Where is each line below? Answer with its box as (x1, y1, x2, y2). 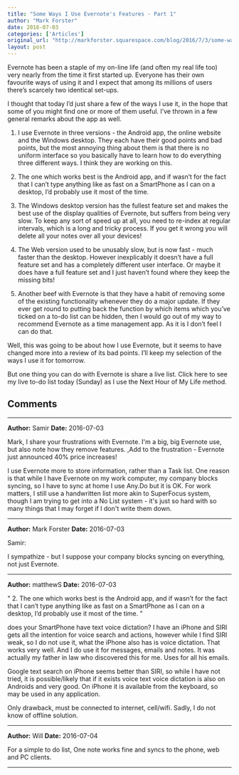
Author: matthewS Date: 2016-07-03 (7, 580, 117, 589)
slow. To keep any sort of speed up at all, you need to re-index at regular (17, 216, 231, 225)
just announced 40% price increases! (7, 453, 117, 461)
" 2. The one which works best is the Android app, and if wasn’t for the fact (7, 594, 228, 602)
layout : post (7, 43, 46, 51)
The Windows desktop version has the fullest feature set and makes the (17, 201, 229, 210)
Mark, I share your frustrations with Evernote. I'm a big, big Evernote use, (7, 437, 222, 446)
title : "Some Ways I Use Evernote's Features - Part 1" (7, 10, 176, 18)
